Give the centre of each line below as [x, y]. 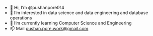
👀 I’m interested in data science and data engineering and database [79, 13]
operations [21, 18]
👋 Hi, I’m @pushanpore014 [37, 8]
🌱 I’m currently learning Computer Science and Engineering [71, 23]
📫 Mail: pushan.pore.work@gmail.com [49, 28]
